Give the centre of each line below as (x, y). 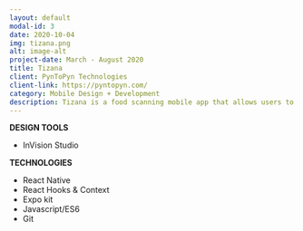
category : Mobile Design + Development (85, 93)
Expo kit (38, 199)
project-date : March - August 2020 (77, 60)
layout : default (40, 18)
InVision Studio (50, 145)
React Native (46, 180)
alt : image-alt (38, 52)
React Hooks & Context (66, 190)
